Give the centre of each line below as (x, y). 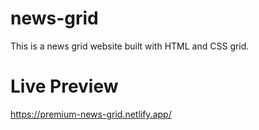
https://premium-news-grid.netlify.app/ (91, 114)
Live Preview (64, 86)
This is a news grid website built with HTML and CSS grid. (130, 46)
